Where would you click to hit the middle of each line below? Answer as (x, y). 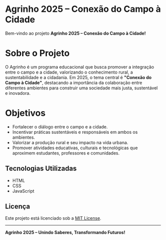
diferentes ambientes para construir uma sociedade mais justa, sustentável (82, 88)
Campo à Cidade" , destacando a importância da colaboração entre (74, 82)
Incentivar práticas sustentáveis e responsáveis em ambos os (75, 132)
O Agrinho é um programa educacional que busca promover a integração (80, 67)
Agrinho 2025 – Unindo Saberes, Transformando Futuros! (65, 233)
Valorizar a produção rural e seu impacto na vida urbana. (70, 142)
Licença (18, 207)
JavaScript (23, 191)
